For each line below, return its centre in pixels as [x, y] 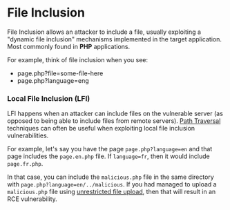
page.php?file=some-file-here [60, 73]
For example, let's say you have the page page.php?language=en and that [110, 149]
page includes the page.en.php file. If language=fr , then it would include [108, 156]
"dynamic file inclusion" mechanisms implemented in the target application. [115, 39]
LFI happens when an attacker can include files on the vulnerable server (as [115, 114]
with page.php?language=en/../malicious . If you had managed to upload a [112, 184]
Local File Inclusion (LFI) [49, 98]
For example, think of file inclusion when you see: [78, 59]
